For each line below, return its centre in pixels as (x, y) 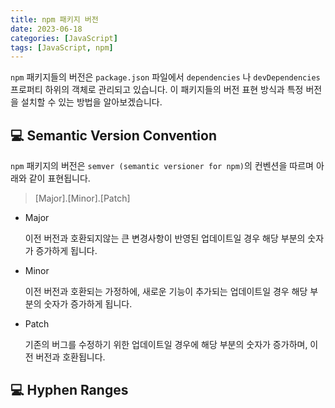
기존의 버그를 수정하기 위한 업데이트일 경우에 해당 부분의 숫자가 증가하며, (166, 345)
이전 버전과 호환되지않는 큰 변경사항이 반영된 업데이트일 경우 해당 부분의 (165, 238)
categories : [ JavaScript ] (64, 38)
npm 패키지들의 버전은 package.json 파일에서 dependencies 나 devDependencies (165, 77)
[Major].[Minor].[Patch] (82, 198)
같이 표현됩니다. (59, 178)
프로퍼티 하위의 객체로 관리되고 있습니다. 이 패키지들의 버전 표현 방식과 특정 (157, 90)
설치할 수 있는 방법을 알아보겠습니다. (91, 102)
